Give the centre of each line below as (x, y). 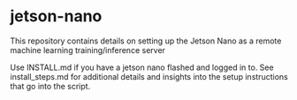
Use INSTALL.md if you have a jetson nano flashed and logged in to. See (142, 67)
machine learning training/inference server (88, 50)
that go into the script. (50, 86)
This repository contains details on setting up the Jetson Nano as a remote (146, 41)
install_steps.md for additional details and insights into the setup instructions (149, 76)
